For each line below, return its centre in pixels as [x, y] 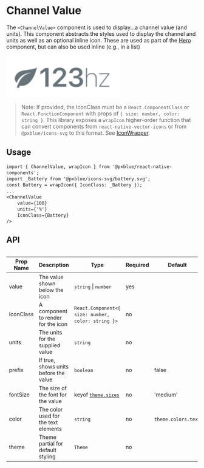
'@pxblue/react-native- [142, 167]
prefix [16, 370]
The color [51, 409]
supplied [49, 345]
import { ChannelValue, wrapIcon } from [58, 167]
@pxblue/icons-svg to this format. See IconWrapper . [86, 133]
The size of [53, 388]
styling [47, 456]
